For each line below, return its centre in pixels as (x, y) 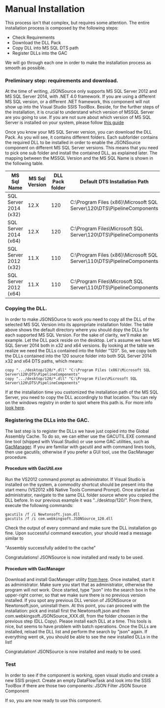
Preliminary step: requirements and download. (62, 81)
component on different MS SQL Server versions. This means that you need (82, 148)
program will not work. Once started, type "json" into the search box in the (80, 590)
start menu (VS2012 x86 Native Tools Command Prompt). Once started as (80, 490)
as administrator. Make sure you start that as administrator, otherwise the (79, 585)
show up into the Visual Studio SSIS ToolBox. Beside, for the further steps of (82, 107)
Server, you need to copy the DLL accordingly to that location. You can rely (81, 397)
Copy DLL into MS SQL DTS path (45, 48)
